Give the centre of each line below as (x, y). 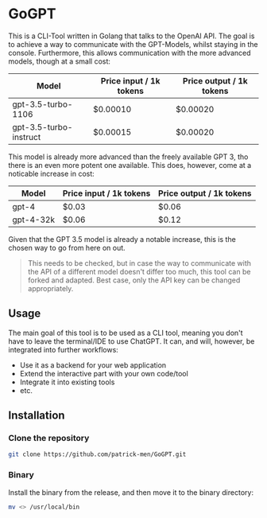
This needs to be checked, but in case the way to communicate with (139, 263)
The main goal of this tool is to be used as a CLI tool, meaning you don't (126, 333)
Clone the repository (49, 438)
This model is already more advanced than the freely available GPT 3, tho (128, 157)
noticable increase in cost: (52, 173)
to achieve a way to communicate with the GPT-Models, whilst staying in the (133, 44)
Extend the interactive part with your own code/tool (104, 373)
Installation (37, 416)
